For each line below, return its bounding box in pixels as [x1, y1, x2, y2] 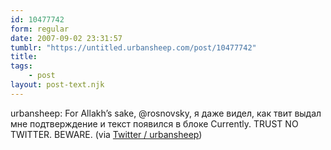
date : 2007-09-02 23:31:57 [10, 33, 123, 43]
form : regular [10, 24, 70, 34]
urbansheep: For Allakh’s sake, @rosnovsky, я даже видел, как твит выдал [10, 107, 322, 119]
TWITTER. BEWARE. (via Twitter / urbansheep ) [10, 128, 203, 140]
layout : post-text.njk [10, 80, 105, 90]
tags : [10, 61, 33, 71]
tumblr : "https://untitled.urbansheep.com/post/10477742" [10, 42, 257, 53]
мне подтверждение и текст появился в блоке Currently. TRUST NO [10, 117, 299, 130]
